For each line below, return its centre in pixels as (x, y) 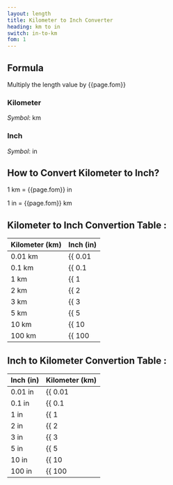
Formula (25, 68)
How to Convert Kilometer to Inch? (83, 172)
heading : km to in (34, 26)
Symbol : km (24, 118)
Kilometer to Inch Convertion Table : (87, 225)
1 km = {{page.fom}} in (40, 190)
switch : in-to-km (32, 33)
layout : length (29, 14)
